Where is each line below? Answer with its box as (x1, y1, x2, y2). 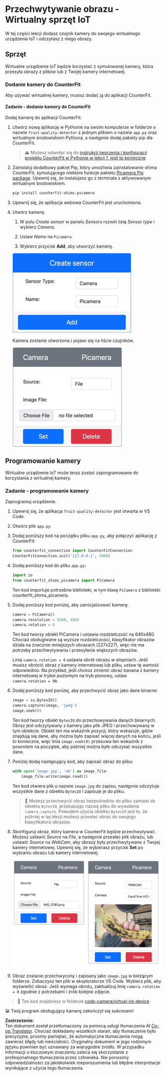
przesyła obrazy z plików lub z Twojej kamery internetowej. (5, 68, 126, 74)
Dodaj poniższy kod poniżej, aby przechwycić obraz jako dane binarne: (12, 687, 159, 693)
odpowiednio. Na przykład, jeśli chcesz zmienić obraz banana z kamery (12, 668, 160, 673)
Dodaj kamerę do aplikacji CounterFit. (5, 115, 82, 121)
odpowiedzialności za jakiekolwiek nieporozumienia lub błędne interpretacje (5, 1060, 161, 1066)
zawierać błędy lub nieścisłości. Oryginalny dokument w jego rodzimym (5, 1039, 152, 1045)
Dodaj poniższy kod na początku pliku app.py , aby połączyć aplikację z (12, 533, 157, 539)
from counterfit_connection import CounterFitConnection (12, 548, 133, 553)
